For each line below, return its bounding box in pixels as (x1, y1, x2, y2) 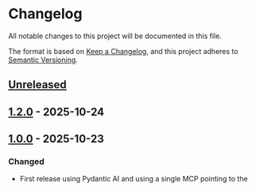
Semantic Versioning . (8, 55, 78, 64)
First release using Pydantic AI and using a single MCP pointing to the (19, 174, 248, 184)
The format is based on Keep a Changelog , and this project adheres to (8, 46, 239, 56)
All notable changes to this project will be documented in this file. (8, 31, 223, 41)
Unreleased (8, 78, 68, 92)
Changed (8, 156, 45, 167)
